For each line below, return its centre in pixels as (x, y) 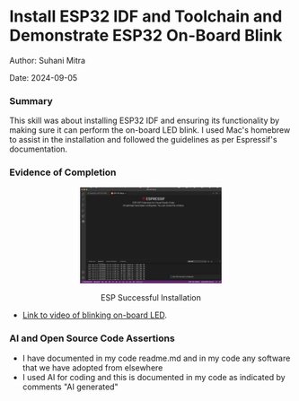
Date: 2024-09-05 (44, 77)
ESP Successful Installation (151, 298)
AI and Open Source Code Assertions (92, 338)
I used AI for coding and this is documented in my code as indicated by (154, 377)
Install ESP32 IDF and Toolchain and (146, 17)
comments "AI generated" (70, 387)
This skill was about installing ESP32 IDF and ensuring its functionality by (145, 121)
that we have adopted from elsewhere (92, 367)
